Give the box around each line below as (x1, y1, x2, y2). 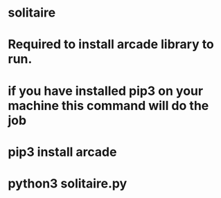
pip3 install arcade (8, 144, 117, 160)
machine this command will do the (8, 98, 209, 114)
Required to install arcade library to (8, 37, 214, 53)
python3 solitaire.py (8, 175, 127, 191)
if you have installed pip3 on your (8, 83, 204, 98)
